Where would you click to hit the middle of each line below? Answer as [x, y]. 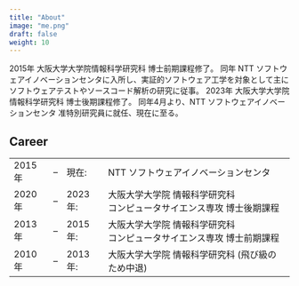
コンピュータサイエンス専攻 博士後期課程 [194, 208]
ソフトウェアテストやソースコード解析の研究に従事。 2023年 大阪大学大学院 [149, 91]
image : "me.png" [39, 26]
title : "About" [37, 17]
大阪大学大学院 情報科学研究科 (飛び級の [193, 255]
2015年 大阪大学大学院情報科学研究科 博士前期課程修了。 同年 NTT [132, 68]
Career [29, 142]
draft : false [33, 34]
